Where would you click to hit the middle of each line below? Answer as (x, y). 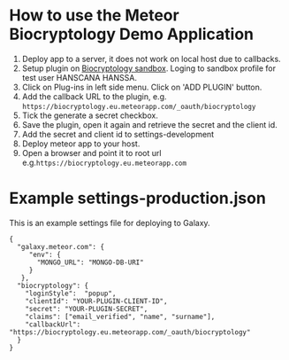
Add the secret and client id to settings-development (118, 134)
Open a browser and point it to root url (91, 153)
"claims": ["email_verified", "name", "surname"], (120, 317)
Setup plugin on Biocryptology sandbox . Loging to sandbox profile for (149, 68)
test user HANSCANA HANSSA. (79, 77)
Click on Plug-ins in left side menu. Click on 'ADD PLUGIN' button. (142, 87)
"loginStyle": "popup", (71, 293)
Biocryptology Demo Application (132, 34)
